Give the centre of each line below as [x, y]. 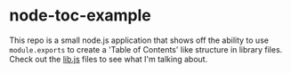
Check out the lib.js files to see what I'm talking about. [109, 59]
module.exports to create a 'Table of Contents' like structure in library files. [146, 49]
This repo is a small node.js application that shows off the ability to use [139, 40]
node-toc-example [80, 16]
